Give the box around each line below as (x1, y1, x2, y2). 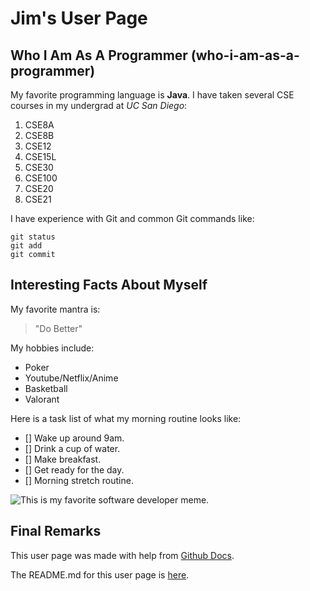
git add (10, 241, 43, 251)
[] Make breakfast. (24, 453, 102, 465)
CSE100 (24, 172, 58, 184)
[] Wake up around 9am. (24, 432, 125, 444)
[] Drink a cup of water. (24, 442, 121, 454)
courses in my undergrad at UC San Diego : (10, 100, 188, 111)
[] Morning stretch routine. (24, 474, 134, 486)
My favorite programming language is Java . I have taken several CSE (10, 89, 295, 101)
